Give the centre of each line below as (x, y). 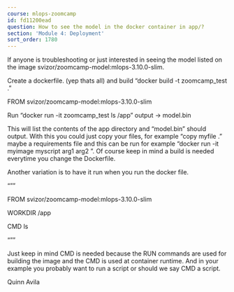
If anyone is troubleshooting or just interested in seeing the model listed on (115, 60)
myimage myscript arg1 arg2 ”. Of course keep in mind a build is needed (111, 151)
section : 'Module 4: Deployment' (56, 33)
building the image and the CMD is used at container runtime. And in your (113, 261)
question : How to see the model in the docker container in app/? (106, 27)
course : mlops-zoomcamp (42, 14)
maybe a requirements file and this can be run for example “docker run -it (113, 144)
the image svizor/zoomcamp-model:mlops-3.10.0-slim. (86, 67)
